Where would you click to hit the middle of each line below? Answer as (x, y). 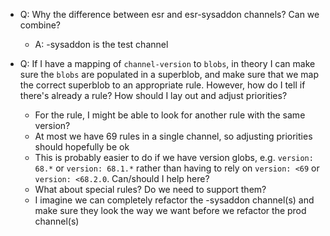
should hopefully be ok (82, 147)
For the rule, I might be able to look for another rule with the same (170, 115)
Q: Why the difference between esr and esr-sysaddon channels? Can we (169, 14)
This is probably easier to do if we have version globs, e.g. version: (174, 157)
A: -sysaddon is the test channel (101, 44)
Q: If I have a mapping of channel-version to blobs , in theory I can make (167, 63)
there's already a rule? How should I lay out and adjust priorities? (153, 95)
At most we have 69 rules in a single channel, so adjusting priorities (173, 136)
